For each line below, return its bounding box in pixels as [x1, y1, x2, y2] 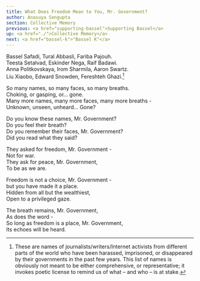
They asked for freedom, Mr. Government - [6, 146, 112, 153]
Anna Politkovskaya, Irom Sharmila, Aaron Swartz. [6, 66, 129, 72]
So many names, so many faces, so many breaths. [6, 84, 130, 91]
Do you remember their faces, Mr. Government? [6, 128, 123, 135]
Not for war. [6, 152, 36, 159]
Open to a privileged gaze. [6, 195, 71, 202]
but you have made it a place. [6, 183, 79, 190]
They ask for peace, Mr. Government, [6, 158, 98, 165]
